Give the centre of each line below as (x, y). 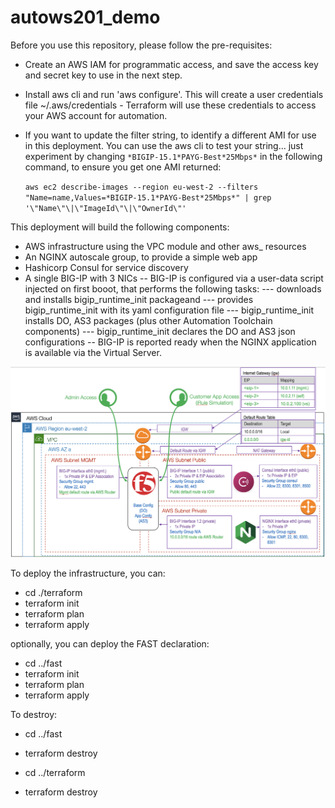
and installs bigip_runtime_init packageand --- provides (139, 299)
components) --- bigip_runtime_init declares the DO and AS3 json (160, 331)
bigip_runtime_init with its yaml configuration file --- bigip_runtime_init (169, 310)
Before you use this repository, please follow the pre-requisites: (141, 45)
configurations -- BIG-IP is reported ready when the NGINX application (170, 342)
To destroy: (34, 714)
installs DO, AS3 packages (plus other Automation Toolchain (148, 320)
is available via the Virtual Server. (93, 352)
